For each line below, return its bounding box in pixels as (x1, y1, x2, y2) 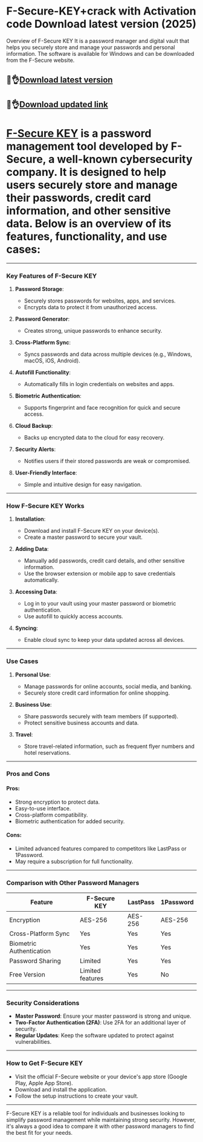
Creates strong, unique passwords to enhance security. (24, 327, 163, 334)
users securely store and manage (6, 178, 178, 192)
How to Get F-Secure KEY (6, 1059, 83, 1067)
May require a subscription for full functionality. (14, 858, 134, 865)
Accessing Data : (14, 588, 57, 595)
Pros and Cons (6, 770, 50, 778)
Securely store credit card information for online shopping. (24, 689, 170, 696)
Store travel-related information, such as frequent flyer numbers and (24, 743, 195, 750)
